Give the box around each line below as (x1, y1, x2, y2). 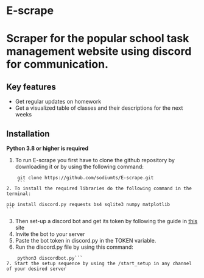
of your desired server (6, 266, 67, 272)
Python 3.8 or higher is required (6, 144, 89, 152)
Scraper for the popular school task (6, 32, 189, 46)
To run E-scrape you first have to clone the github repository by (15, 157, 175, 163)
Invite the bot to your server (15, 230, 85, 238)
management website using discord (6, 45, 192, 59)
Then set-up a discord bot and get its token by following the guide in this (15, 218, 198, 224)
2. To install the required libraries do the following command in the (6, 185, 192, 191)
